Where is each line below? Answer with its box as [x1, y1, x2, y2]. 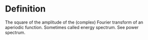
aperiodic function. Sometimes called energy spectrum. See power [5, 24, 139, 30]
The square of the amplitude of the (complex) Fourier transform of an [5, 19, 144, 25]
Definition [5, 3, 46, 14]
